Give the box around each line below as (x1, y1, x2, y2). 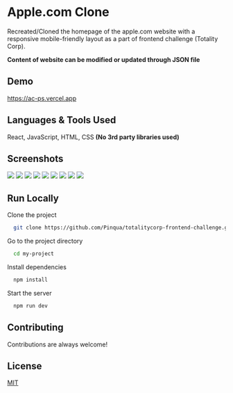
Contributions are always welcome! (7, 340, 108, 348)
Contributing (7, 321, 64, 334)
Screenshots (7, 152, 64, 164)
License (7, 360, 42, 372)
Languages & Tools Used (7, 114, 116, 126)
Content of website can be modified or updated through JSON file (7, 55, 200, 63)
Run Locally (7, 192, 59, 204)
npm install (13, 276, 49, 283)
